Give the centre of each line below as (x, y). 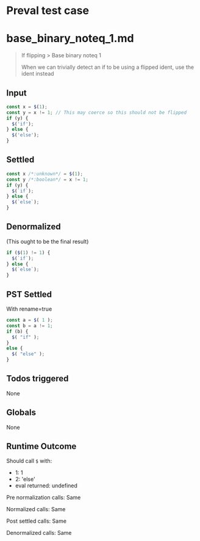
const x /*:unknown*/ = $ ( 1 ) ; (45, 174)
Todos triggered (37, 379)
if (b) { (17, 331)
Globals (21, 413)
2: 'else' (25, 479)
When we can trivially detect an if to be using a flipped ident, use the (107, 67)
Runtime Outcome (41, 446)
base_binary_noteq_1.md (70, 39)
